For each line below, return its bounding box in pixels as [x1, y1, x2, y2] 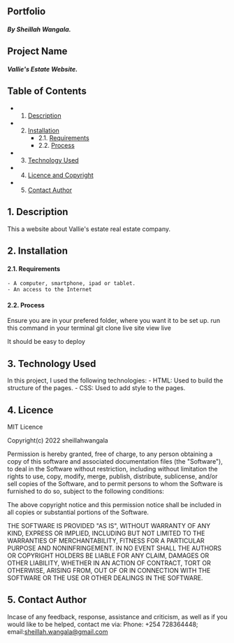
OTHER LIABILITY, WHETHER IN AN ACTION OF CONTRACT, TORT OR [7, 559, 211, 567]
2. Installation [7, 244, 68, 256]
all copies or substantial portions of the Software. [7, 508, 149, 517]
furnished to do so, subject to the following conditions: [7, 487, 164, 496]
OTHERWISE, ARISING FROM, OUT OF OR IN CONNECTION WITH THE [7, 567, 211, 575]
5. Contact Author [7, 594, 87, 606]
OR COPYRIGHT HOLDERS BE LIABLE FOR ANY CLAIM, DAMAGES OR [7, 551, 210, 560]
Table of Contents [7, 85, 87, 97]
